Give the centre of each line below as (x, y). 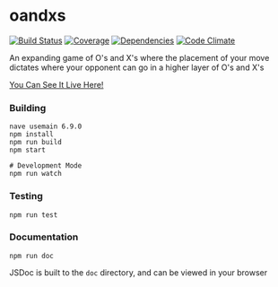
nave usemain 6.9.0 (46, 126)
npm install (31, 135)
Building (28, 108)
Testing (26, 196)
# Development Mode (46, 166)
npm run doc (31, 256)
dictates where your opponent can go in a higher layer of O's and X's (137, 67)
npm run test (34, 215)
